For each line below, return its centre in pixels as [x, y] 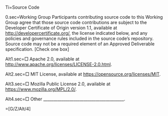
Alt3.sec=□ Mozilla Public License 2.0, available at [58, 84]
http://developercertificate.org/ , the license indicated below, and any [76, 33]
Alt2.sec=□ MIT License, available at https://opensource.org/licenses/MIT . [83, 74]
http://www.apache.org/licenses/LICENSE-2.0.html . [59, 64]
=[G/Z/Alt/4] [18, 109]
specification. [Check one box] [37, 49]
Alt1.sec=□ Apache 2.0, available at [42, 59]
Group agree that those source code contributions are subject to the [76, 22]
